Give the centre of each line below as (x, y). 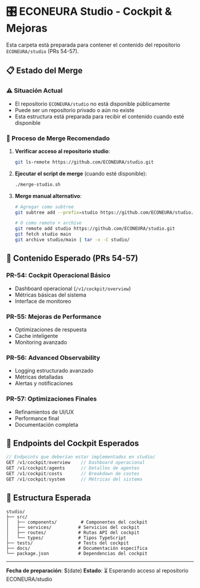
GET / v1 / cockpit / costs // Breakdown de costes (73, 473)
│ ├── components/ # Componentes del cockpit (77, 522)
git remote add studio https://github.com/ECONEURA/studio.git (95, 229)
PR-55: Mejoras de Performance (54, 316)
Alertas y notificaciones (44, 383)
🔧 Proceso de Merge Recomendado (58, 138)
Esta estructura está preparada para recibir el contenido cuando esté (99, 116)
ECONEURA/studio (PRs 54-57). (43, 51)
